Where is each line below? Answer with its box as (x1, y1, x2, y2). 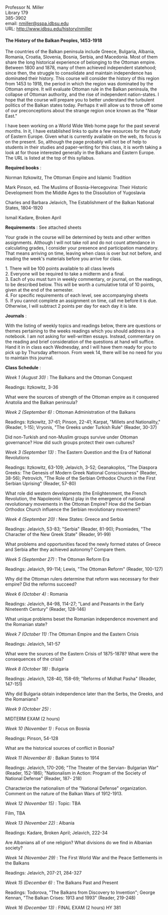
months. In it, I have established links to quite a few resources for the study (5, 128, 161, 134)
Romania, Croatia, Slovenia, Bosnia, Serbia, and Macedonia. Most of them (5, 54, 158, 60)
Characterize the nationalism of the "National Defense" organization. (5, 785, 147, 791)
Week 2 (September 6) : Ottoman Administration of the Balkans (5, 409, 136, 415)
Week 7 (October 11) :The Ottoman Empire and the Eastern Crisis (5, 631, 139, 637)
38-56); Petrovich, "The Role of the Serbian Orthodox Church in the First (5, 475, 156, 481)
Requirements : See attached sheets (5, 224, 81, 230)
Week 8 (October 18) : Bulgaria (5, 666, 69, 672)
